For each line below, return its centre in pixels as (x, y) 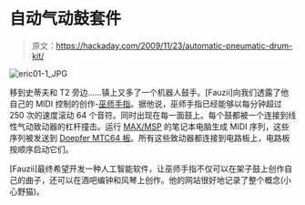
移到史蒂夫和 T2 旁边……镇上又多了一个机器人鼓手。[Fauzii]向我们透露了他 (149, 92)
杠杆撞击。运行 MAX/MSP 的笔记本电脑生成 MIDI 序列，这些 (177, 126)
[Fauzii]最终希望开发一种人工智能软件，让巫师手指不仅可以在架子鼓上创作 (147, 169)
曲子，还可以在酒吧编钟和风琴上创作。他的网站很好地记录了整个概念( (154, 179)
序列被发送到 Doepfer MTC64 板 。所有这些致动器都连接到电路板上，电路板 (150, 138)
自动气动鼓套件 (66, 19)
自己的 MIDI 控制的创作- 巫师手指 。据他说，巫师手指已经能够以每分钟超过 (146, 103)
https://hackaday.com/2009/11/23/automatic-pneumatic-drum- (174, 46)
